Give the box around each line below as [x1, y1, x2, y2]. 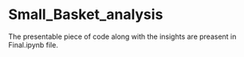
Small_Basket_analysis [8, 6, 163, 24]
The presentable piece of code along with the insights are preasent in [8, 32, 237, 41]
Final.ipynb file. [8, 40, 58, 49]
